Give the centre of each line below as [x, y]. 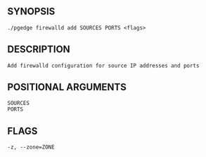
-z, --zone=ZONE [31, 147]
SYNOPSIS [31, 12]
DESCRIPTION [39, 50]
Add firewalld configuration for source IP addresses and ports [103, 65]
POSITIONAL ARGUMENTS [67, 87]
